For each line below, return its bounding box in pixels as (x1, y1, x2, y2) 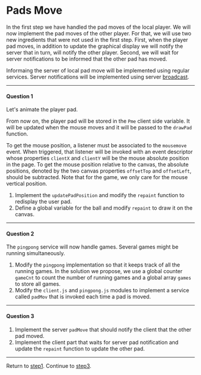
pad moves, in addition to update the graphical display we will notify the (6, 43, 184, 50)
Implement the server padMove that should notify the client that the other (14, 326, 191, 333)
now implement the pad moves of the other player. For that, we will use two (6, 29, 191, 37)
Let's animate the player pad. (6, 106, 78, 113)
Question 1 (6, 92, 33, 99)
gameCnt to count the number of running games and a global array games (14, 274, 191, 282)
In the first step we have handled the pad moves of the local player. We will (6, 23, 191, 31)
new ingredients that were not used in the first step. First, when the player (6, 36, 188, 43)
